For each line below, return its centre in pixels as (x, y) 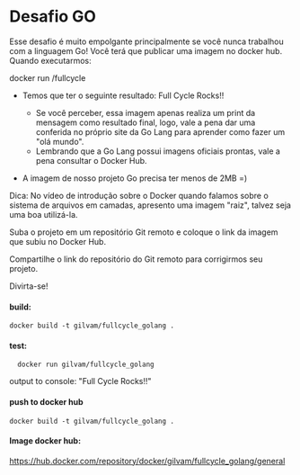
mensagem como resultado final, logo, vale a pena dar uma (146, 122)
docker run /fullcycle (48, 77)
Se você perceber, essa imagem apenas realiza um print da (146, 112)
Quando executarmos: (50, 60)
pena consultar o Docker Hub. (91, 160)
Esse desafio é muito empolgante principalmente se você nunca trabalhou (147, 41)
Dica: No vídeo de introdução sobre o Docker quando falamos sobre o (139, 195)
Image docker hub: (45, 441)
